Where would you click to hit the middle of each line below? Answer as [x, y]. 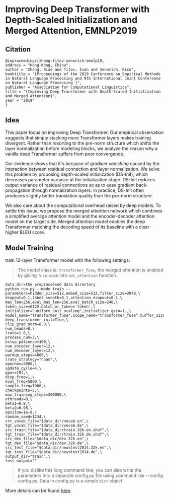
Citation [18, 49]
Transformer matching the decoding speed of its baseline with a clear [77, 227]
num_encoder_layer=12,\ [30, 346]
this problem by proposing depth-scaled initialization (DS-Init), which [77, 174]
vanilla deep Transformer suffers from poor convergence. [65, 154]
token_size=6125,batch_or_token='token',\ [50, 306]
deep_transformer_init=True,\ [37, 320]
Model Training [29, 248]
